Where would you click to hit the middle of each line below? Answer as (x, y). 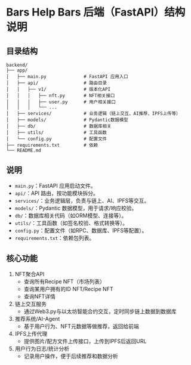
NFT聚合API (30, 274)
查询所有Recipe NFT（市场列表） (64, 282)
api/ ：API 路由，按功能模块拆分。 (56, 193)
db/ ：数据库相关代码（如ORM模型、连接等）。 (71, 215)
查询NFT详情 (39, 296)
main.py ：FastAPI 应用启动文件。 (55, 185)
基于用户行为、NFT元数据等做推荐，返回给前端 (81, 326)
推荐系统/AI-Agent (37, 318)
